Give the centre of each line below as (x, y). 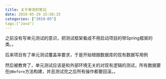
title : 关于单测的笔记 (26, 10)
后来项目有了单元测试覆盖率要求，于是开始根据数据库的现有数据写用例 (77, 55)
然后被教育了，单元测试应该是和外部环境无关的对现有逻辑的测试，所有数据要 (83, 65)
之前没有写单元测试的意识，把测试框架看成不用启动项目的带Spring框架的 (79, 38)
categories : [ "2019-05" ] (31, 19)
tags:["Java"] (20, 23)
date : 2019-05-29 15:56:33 (33, 14)
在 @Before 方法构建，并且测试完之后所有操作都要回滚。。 (62, 72)
